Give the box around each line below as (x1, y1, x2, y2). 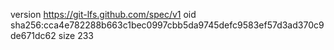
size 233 (58, 30, 94, 41)
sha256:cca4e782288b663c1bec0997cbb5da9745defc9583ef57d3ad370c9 (10, 19, 325, 31)
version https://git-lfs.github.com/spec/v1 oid (10, 9, 197, 20)
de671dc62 (10, 30, 57, 41)
